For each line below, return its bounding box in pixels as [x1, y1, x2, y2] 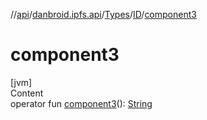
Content [10, 87, 44, 99]
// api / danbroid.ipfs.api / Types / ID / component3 [10, 9, 197, 20]
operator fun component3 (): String [10, 97, 153, 109]
